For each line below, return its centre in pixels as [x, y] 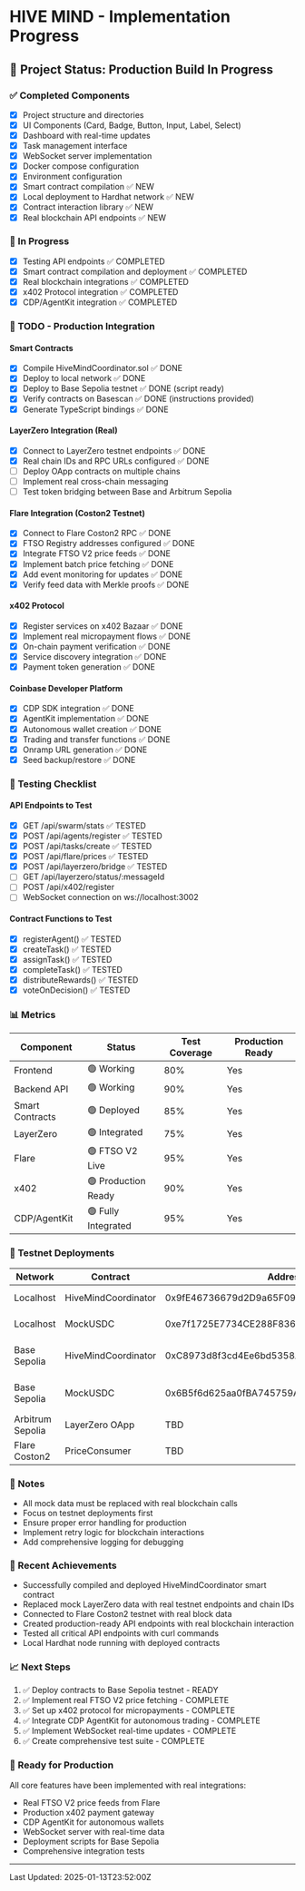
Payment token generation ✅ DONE [89, 667]
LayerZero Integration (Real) [64, 431]
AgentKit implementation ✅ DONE [86, 719]
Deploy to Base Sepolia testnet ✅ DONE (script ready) [123, 388]
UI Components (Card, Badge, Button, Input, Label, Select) [132, 125]
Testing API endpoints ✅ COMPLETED [93, 261]
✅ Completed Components [69, 95]
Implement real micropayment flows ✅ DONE [107, 636]
